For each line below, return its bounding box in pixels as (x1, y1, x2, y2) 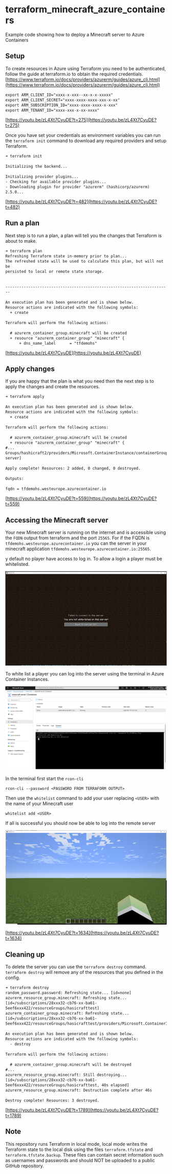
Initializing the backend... (5, 164, 68, 169)
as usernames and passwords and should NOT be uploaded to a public (5, 1157, 155, 1163)
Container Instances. (5, 676, 50, 683)
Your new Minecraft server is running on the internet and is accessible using (5, 529, 166, 535)
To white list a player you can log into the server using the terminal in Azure (5, 671, 164, 677)
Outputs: (5, 476, 24, 482)
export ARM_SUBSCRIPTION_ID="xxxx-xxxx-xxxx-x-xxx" (5, 103, 118, 108)
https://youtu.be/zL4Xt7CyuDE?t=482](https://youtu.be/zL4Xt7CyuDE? (7, 198, 157, 205)
